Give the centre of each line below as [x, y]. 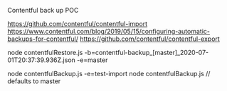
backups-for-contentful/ [43, 39]
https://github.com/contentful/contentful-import [78, 24]
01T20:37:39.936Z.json [42, 60]
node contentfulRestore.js [45, 53]
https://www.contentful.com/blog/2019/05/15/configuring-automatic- [109, 31]
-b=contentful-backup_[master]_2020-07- [147, 53]
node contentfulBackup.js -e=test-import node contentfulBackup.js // [109, 74]
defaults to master [34, 81]
